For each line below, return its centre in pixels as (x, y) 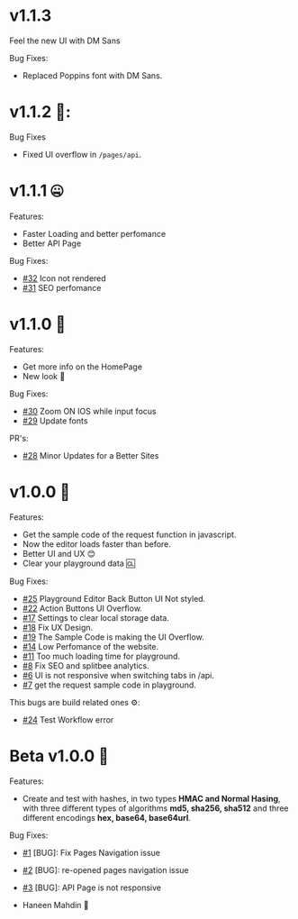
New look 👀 (44, 376)
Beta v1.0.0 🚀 (59, 755)
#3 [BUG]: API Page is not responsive (92, 887)
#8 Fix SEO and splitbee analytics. (86, 665)
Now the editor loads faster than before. (96, 544)
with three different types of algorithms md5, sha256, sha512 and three (155, 808)
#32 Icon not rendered (64, 278)
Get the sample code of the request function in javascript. (129, 534)
